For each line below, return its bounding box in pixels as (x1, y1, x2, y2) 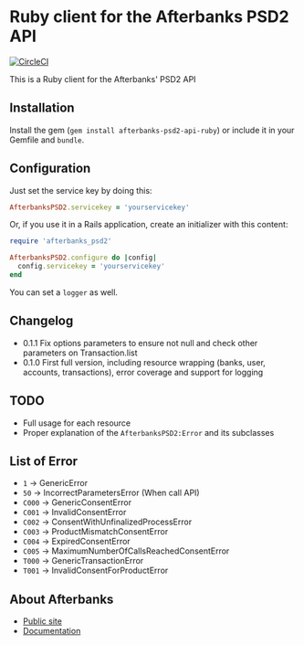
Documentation (22, 626, 81, 637)
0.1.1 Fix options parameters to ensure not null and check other (22, 337, 258, 348)
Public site (22, 616, 62, 627)
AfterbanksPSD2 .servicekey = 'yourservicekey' (9, 203, 190, 212)
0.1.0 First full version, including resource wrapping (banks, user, (22, 356, 267, 367)
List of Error (9, 453, 79, 469)
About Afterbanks (9, 591, 114, 607)
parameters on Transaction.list (22, 347, 139, 358)
